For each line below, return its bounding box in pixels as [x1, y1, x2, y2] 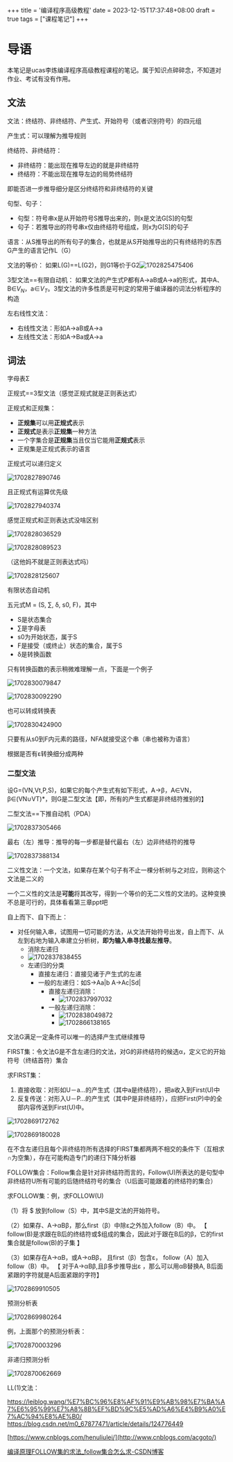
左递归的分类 [27, 961, 64, 969]
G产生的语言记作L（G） [7, 246, 75, 254]
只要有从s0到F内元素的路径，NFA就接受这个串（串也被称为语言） [7, 735, 194, 744]
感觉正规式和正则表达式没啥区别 [7, 516, 98, 525]
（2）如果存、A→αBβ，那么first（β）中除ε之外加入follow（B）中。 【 [7, 1221, 207, 1229]
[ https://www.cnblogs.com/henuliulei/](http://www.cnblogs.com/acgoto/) [7, 1433, 217, 1441]
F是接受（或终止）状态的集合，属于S [17, 641, 123, 650]
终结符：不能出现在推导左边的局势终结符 [17, 170, 133, 178]
